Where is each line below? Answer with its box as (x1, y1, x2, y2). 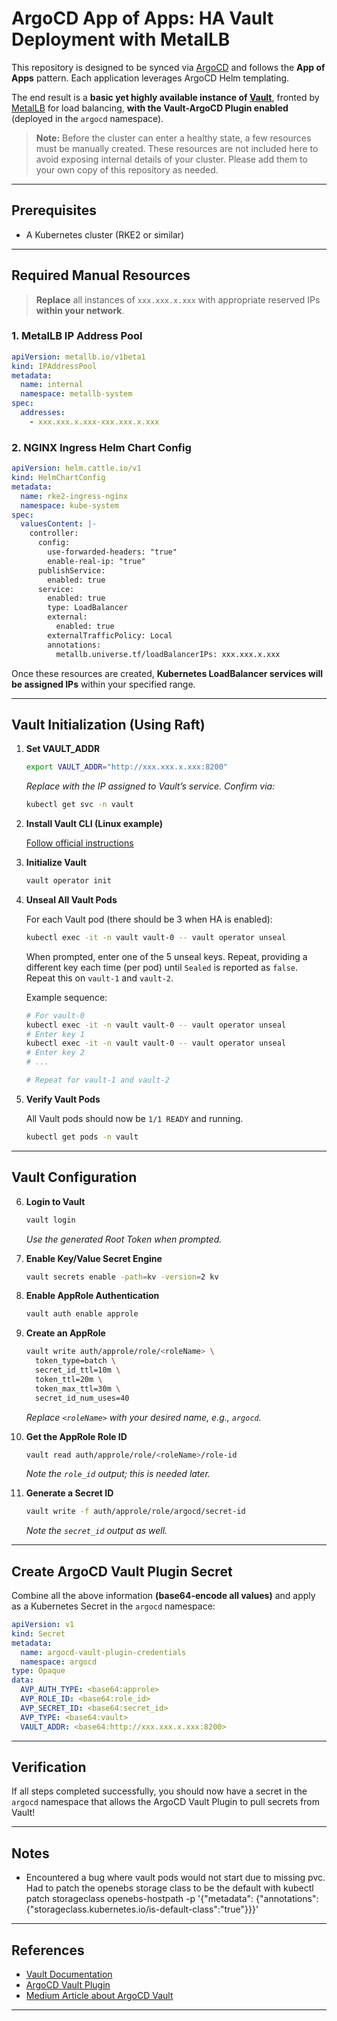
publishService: (37, 565, 106, 576)
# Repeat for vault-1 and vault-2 (25, 1075, 170, 1086)
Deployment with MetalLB (11, 28, 231, 51)
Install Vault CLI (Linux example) (25, 818, 163, 830)
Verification (11, 1758, 87, 1776)
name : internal (20, 380, 84, 390)
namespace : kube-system (20, 500, 119, 511)
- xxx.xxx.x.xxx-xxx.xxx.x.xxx (29, 417, 160, 427)
